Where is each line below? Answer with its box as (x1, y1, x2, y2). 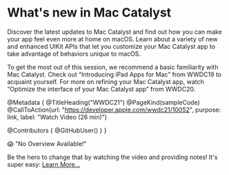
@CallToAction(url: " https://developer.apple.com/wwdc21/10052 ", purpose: (7, 105, 221, 114)
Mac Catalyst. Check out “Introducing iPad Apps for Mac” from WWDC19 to (7, 70, 222, 79)
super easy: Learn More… (7, 160, 81, 168)
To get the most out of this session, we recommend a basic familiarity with (7, 63, 219, 71)
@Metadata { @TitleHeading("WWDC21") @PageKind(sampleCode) (7, 98, 200, 106)
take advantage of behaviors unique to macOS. (7, 50, 141, 58)
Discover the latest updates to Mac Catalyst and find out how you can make (7, 28, 223, 36)
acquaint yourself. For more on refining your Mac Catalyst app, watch (7, 77, 205, 85)
